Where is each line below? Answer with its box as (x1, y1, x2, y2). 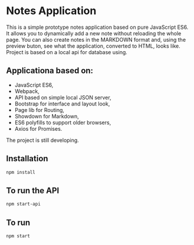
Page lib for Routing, (14, 106, 65, 113)
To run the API (6, 186, 60, 196)
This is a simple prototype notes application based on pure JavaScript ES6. (6, 24, 189, 31)
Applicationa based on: (6, 66, 93, 76)
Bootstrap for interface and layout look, (14, 100, 110, 107)
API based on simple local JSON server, (14, 94, 111, 101)
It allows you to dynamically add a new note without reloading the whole (6, 29, 182, 37)
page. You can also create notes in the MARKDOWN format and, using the (6, 36, 186, 43)
